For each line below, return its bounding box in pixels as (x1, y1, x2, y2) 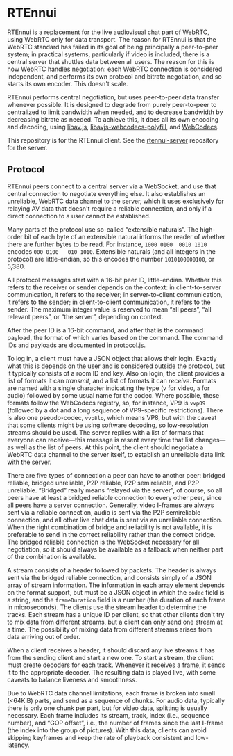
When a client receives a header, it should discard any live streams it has (7, 645, 215, 654)
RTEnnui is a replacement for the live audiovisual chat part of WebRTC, (7, 28, 210, 36)
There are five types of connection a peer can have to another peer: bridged (7, 471, 225, 479)
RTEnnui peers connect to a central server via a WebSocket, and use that (7, 182, 216, 191)
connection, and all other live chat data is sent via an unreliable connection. (7, 515, 223, 524)
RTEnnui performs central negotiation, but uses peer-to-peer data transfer (7, 93, 220, 102)
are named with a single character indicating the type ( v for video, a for (7, 384, 210, 392)
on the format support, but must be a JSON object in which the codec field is (7, 588, 225, 596)
